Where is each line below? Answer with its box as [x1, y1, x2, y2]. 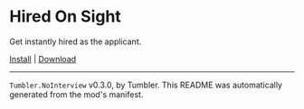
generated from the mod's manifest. [9, 88, 144, 100]
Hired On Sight [9, 6, 122, 27]
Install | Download [9, 53, 77, 64]
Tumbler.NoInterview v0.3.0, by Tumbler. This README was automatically [9, 79, 283, 90]
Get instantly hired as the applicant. [9, 36, 142, 47]
